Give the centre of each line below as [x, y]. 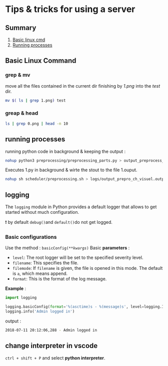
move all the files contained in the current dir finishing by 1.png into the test [83, 86]
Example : [16, 288]
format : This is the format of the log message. [59, 279]
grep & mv [18, 75]
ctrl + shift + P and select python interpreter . [55, 358]
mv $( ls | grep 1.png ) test [35, 100]
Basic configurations [31, 237]
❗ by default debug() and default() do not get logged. [59, 222]
